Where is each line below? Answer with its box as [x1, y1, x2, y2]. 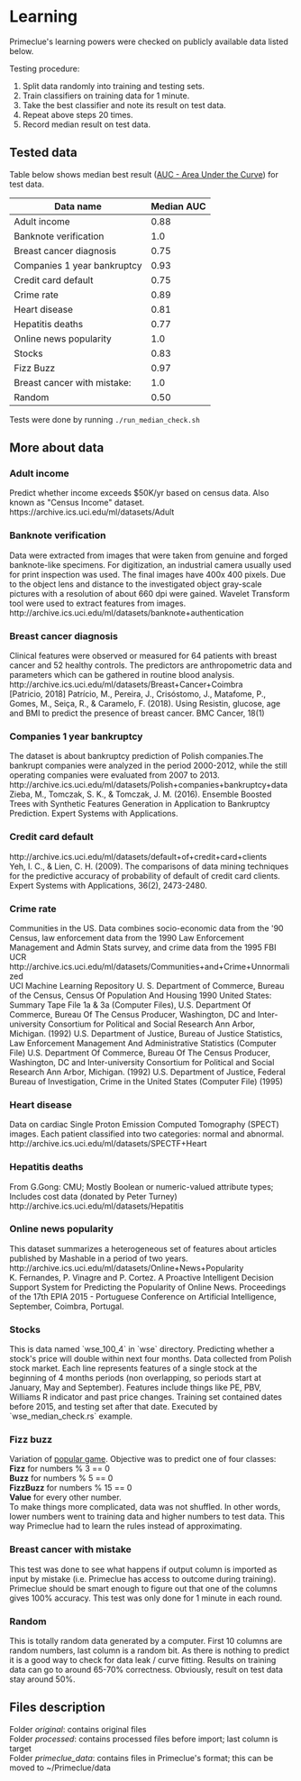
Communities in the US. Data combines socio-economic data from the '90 [9, 922, 284, 934]
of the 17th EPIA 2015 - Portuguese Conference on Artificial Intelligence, [9, 1291, 277, 1301]
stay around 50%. [9, 1674, 76, 1685]
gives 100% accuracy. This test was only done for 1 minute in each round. [9, 1593, 283, 1603]
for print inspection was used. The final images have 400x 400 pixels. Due [9, 569, 287, 580]
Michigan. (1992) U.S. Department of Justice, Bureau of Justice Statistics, [9, 1027, 283, 1038]
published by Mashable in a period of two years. [9, 1253, 188, 1264]
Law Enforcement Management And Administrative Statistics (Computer [9, 1037, 277, 1048]
